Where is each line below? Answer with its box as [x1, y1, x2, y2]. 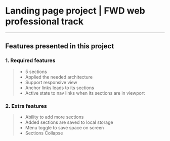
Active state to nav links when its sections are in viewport [25, 90, 145, 96]
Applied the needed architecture [25, 74, 93, 80]
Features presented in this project [5, 42, 114, 50]
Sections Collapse [25, 130, 63, 136]
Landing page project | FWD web [5, 5, 145, 17]
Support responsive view [25, 79, 77, 85]
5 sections [25, 68, 47, 75]
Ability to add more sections [25, 114, 84, 120]
